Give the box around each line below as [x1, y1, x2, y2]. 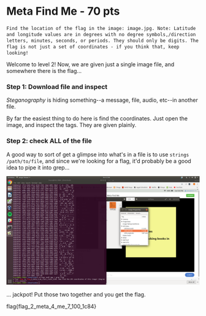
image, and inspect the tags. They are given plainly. [6, 121, 137, 129]
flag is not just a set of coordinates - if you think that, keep [6, 44, 180, 50]
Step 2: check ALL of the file [6, 137, 92, 145]
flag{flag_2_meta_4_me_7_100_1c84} [6, 303, 97, 310]
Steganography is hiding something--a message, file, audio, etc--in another [6, 96, 198, 104]
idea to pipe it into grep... [6, 164, 70, 171]
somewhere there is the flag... [6, 67, 82, 74]
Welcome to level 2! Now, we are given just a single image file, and [6, 60, 175, 68]
